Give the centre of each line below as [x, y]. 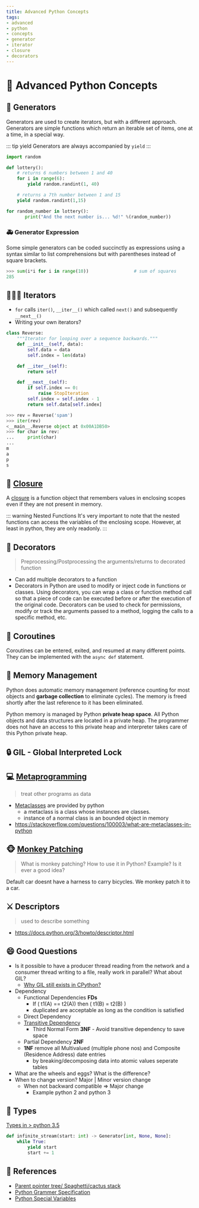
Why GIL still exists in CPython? [62, 985]
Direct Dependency [47, 1016]
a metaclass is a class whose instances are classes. [87, 812]
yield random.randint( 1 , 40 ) [64, 184]
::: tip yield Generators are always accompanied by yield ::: [79, 146]
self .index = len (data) [57, 355]
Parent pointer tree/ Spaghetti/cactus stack [67, 1185]
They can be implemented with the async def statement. [75, 657]
